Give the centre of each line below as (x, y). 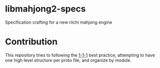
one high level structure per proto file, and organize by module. (68, 60)
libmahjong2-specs (45, 9)
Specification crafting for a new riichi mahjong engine (59, 22)
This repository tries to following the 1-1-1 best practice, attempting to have (80, 55)
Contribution (31, 42)
